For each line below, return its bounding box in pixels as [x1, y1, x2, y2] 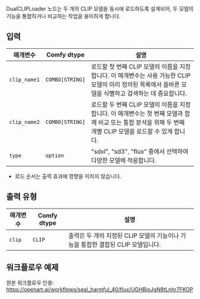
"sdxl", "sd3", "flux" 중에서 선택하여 [91, 147, 189, 155]
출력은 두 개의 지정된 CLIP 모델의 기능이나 [68, 231, 179, 239]
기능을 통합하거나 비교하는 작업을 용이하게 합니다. [6, 13, 121, 20]
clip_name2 [9, 119, 40, 125]
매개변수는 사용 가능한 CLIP [118, 71, 191, 79]
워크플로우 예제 [6, 263, 59, 273]
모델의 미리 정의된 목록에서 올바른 [91, 80, 180, 88]
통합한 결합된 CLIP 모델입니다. [81, 240, 161, 248]
